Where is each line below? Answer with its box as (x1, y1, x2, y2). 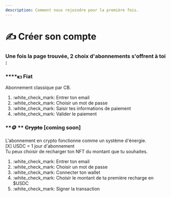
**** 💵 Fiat (5, 73, 33, 80)
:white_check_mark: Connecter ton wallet (12, 169, 101, 175)
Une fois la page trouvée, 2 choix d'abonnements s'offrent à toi (5, 52, 166, 60)
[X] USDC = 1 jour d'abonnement (5, 143, 75, 149)
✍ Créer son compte (5, 30, 97, 42)
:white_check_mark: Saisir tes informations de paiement (12, 105, 131, 112)
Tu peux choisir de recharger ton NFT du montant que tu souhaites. (5, 149, 148, 155)
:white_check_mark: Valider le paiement (12, 111, 97, 117)
